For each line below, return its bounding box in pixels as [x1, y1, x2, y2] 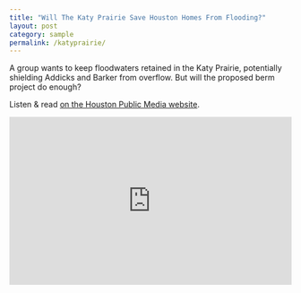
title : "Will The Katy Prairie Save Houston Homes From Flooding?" [9, 13, 267, 22]
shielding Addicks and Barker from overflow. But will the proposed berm [9, 73, 275, 83]
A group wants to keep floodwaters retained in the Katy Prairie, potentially [9, 63, 282, 73]
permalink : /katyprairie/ [9, 38, 106, 47]
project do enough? [9, 82, 82, 92]
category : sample [9, 30, 74, 39]
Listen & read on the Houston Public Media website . [9, 99, 200, 110]
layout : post [9, 22, 58, 30]
